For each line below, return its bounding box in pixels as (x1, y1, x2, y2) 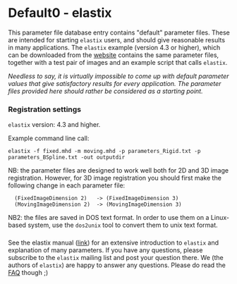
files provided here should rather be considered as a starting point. (8, 87, 203, 95)
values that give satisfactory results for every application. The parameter (8, 79, 221, 87)
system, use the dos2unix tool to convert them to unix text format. (28, 221, 218, 230)
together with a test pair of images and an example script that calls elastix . (8, 58, 228, 66)
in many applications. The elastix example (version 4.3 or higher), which (8, 43, 221, 51)
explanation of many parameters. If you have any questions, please (8, 246, 203, 254)
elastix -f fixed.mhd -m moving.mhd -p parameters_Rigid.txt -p (8, 148, 201, 155)
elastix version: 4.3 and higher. (8, 121, 101, 129)
